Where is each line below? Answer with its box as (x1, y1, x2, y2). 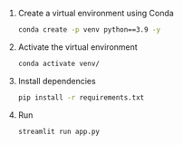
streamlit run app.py (17, 127, 100, 136)
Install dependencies (17, 75, 97, 86)
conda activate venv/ (17, 59, 100, 68)
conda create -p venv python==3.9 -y (17, 25, 161, 34)
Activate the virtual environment (17, 41, 138, 53)
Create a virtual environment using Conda (17, 8, 174, 18)
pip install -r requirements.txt (17, 92, 145, 102)
